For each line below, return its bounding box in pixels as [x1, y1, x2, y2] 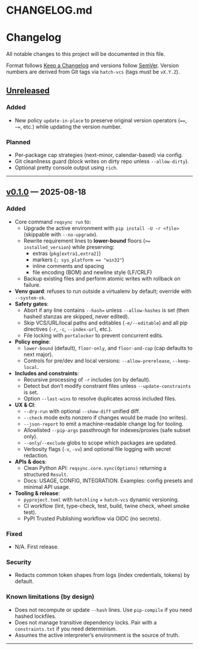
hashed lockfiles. [14, 613, 57, 620]
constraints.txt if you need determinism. [14, 625, 117, 632]
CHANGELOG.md [6, 4, 93, 17]
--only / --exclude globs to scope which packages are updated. [23, 439, 177, 446]
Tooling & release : [14, 490, 60, 497]
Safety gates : [14, 300, 49, 307]
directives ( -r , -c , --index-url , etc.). [23, 325, 113, 333]
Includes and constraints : [14, 370, 79, 377]
